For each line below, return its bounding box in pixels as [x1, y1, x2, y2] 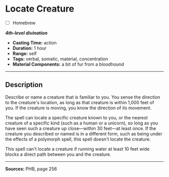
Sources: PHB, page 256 [5, 165, 57, 172]
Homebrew [12, 20, 36, 26]
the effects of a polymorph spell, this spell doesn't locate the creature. [5, 136, 151, 142]
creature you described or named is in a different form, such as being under [5, 130, 162, 137]
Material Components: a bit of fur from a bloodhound [12, 61, 124, 67]
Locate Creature [5, 3, 74, 15]
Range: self [12, 51, 37, 56]
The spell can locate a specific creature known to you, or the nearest [5, 114, 148, 120]
